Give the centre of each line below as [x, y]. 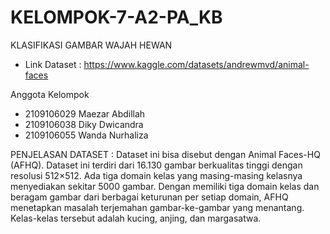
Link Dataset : [53, 64]
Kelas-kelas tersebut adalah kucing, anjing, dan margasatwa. [136, 218]
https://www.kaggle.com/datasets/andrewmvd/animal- [196, 64]
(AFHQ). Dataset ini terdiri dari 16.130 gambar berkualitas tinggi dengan [156, 165]
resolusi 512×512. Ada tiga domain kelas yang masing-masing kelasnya [156, 175]
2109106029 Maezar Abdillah [85, 113]
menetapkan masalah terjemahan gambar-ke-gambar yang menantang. [157, 207]
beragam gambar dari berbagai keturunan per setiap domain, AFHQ [149, 197]
